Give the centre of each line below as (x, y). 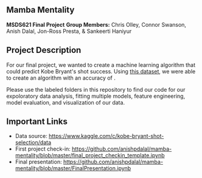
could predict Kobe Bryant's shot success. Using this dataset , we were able (101, 71)
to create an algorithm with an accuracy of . (61, 78)
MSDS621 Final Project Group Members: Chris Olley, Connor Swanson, (96, 24)
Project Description (44, 50)
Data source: (31, 136)
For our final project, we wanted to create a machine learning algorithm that (101, 65)
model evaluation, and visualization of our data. (66, 102)
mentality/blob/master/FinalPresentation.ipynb (73, 168)
